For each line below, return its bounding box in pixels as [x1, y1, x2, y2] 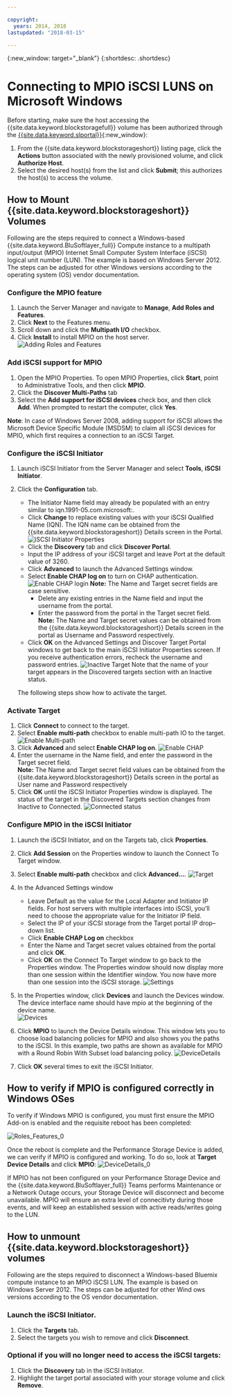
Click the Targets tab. [17, 1326, 80, 1334]
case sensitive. [27, 587, 71, 595]
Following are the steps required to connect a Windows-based [7, 234, 186, 243]
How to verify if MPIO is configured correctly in [7, 1082, 215, 1094]
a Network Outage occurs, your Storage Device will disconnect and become [7, 1188, 224, 1197]
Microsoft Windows [7, 93, 123, 109]
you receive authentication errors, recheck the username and [27, 653, 203, 662]
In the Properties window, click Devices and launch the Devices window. [17, 991, 224, 999]
